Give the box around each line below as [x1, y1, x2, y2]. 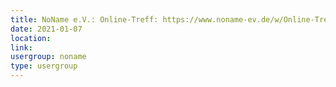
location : [10, 33, 52, 43]
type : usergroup [10, 61, 78, 71]
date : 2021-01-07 [10, 24, 83, 34]
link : [10, 42, 33, 53]
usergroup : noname [10, 52, 87, 62]
